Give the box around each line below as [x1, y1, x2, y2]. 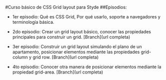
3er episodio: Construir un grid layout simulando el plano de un [12, 44, 142, 49]
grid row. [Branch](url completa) [32, 54, 99, 60]
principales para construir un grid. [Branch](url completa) [12, 34, 131, 40]
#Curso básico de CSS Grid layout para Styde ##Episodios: [5, 4, 127, 10]
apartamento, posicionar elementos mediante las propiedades [12, 49, 140, 55]
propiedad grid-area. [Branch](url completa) [12, 69, 103, 75]
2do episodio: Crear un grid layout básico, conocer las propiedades [12, 29, 151, 34]
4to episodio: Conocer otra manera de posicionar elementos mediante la [12, 64, 162, 70]
